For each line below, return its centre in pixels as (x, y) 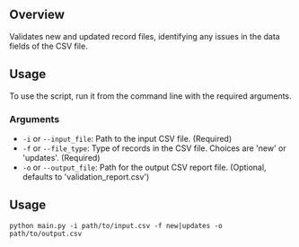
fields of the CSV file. (48, 46)
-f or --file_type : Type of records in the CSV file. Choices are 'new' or (154, 148)
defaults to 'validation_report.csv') (86, 176)
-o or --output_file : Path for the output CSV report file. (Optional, (144, 167)
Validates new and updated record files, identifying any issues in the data (145, 36)
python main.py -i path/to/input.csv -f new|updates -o (116, 225)
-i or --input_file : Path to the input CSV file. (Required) (127, 138)
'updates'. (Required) (61, 157)
